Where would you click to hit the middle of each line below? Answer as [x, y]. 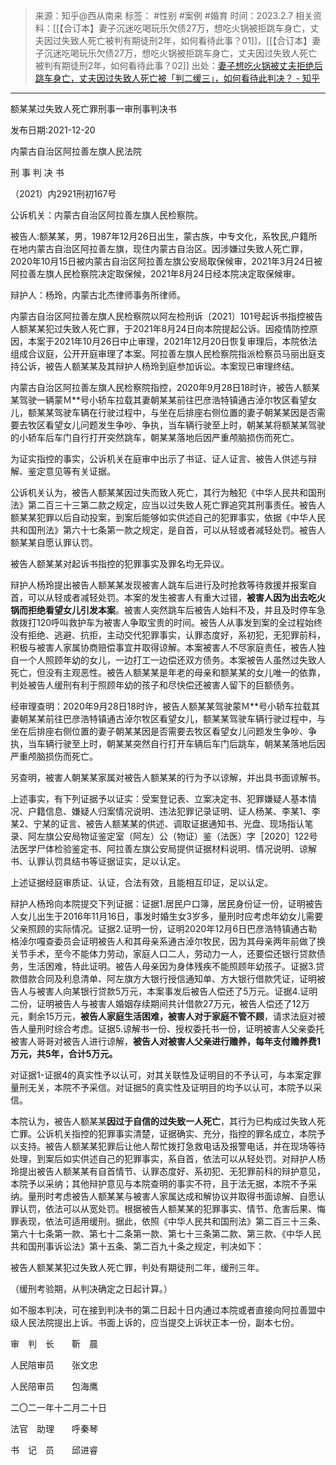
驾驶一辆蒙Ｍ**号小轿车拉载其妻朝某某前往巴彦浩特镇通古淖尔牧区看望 [163, 400]
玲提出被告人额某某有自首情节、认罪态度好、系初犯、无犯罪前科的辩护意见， [168, 1171]
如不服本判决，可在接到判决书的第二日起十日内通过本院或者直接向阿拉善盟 [163, 1310]
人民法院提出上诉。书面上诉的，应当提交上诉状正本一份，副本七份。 [159, 1322]
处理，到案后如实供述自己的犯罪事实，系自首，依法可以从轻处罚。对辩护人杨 [168, 1158]
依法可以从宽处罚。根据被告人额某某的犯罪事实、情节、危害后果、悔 [185, 1208]
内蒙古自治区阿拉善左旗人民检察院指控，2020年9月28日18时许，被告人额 [161, 387]
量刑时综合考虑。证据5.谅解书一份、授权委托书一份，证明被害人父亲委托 [176, 1028]
